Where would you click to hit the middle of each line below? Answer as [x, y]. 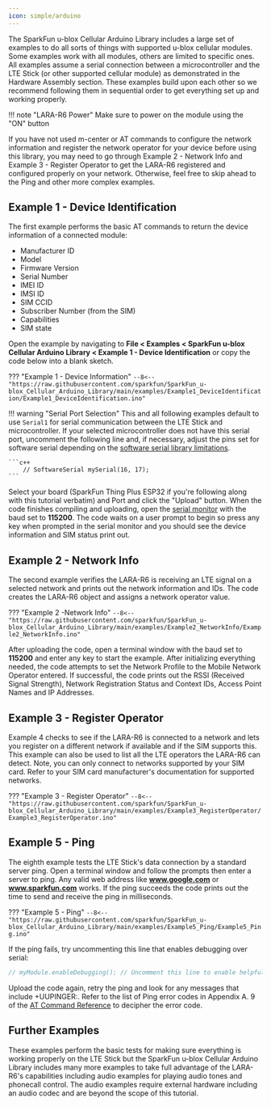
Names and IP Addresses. [51, 693]
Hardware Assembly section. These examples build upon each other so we [133, 82]
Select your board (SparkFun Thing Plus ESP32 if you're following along [128, 492]
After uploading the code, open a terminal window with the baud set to [126, 650]
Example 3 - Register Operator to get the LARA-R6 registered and [117, 165]
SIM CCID [36, 302]
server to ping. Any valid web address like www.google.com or [114, 879]
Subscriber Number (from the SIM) [78, 311]
